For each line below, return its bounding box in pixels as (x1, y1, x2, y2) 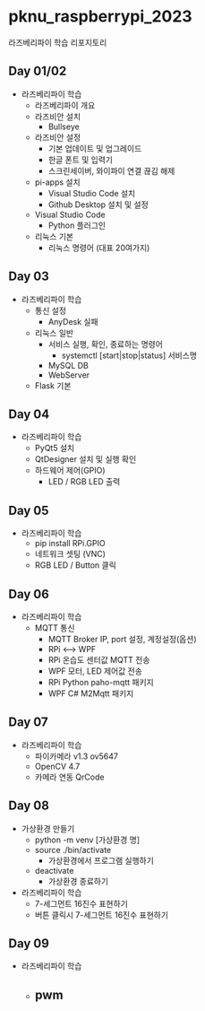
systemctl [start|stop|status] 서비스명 (61, 350, 198, 361)
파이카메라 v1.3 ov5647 (34, 751, 118, 762)
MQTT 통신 (34, 623, 75, 633)
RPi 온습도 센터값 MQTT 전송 (47, 655, 150, 665)
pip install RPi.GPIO (34, 538, 106, 549)
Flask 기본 (34, 379, 72, 391)
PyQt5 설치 (34, 442, 75, 454)
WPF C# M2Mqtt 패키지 (47, 688, 134, 699)
